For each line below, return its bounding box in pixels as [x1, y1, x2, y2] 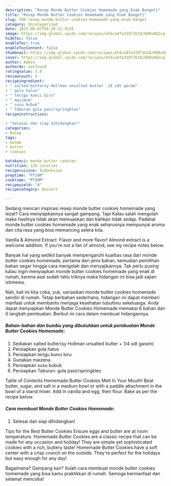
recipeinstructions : [5, 112, 49, 117]
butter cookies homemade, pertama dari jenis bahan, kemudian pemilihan [5, 258, 159, 264]
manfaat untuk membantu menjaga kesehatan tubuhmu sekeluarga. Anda [5, 300, 159, 306]
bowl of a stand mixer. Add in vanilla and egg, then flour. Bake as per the [5, 388, 157, 395]
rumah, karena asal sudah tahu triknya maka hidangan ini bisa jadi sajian [5, 274, 157, 280]
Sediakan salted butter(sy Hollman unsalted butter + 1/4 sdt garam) [12, 341, 154, 347]
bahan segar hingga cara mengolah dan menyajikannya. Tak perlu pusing [5, 263, 159, 269]
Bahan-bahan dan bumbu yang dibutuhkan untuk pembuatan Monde [5, 322, 155, 329]
